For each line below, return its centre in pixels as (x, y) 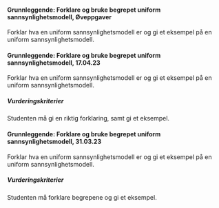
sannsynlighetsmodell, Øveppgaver (60, 17)
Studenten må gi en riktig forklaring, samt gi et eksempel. (88, 118)
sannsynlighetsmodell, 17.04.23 (54, 63)
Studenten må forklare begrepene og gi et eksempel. (82, 197)
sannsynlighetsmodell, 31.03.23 (54, 141)
